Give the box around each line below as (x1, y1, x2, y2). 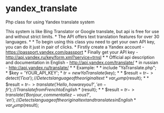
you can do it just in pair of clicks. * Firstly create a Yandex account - (5, 44, 144, 50)
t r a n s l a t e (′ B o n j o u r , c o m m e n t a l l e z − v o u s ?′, (5, 92, 91, 97)
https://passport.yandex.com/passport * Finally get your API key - (5, 49, 138, 55)
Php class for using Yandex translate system (5, 19, 95, 25)
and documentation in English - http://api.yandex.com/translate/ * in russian (5, 59, 158, 65)
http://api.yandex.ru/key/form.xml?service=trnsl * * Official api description (5, 54, 155, 60)
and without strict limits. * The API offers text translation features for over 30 (5, 34, 160, 39)
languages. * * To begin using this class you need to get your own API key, (5, 38, 156, 44)
